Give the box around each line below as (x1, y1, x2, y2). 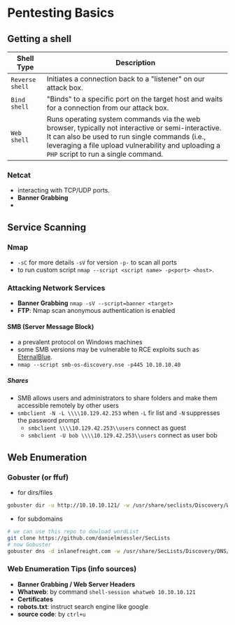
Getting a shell (7, 33, 72, 45)
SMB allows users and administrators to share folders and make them (17, 394, 218, 402)
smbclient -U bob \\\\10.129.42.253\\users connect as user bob (27, 431, 218, 440)
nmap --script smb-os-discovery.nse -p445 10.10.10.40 (17, 362, 181, 369)
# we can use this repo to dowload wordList (7, 528, 139, 535)
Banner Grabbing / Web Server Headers (17, 580, 136, 589)
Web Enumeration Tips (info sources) (7, 564, 137, 574)
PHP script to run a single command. (46, 149, 164, 159)
